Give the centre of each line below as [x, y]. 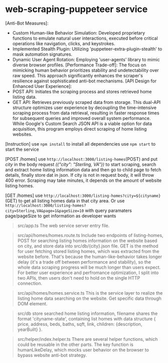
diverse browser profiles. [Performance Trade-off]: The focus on [79, 65]
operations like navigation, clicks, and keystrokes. [64, 43]
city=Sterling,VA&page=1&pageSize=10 [45, 211]
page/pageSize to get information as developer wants [61, 216]
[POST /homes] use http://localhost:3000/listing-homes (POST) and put [81, 159]
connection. [30, 283]
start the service [22, 149]
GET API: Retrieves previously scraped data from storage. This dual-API [87, 102]
